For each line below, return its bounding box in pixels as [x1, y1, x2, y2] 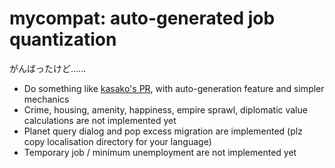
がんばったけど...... [9, 62, 87, 74]
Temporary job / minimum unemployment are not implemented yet [23, 146, 297, 158]
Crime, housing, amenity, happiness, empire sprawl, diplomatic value [23, 103, 308, 116]
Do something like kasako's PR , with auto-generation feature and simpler [23, 82, 325, 94]
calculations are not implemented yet [23, 114, 177, 126]
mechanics [23, 93, 70, 105]
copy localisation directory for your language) [23, 135, 212, 147]
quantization [9, 28, 117, 51]
